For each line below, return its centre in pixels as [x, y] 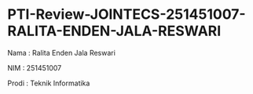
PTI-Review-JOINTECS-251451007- [126, 14]
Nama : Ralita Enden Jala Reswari [61, 52]
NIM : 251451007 [35, 67]
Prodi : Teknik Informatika [49, 83]
